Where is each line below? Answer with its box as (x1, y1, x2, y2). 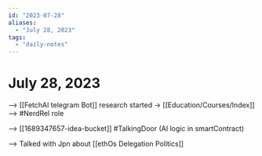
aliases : (8, 19, 37, 27)
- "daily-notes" (15, 41, 68, 49)
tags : (8, 33, 26, 42)
